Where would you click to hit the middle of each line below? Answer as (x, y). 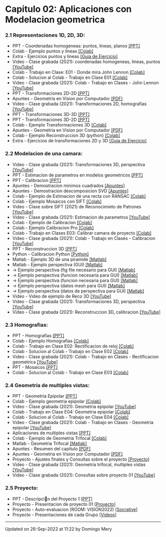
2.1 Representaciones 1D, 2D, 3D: (45, 35)
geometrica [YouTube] (35, 362)
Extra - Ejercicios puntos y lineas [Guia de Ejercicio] (65, 57)
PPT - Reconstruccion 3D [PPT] (44, 248)
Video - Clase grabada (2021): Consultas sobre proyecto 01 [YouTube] (84, 475)
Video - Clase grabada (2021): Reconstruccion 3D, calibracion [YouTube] (86, 312)
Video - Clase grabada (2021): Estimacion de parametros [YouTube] (81, 217)
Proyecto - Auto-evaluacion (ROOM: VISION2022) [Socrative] (75, 509)
